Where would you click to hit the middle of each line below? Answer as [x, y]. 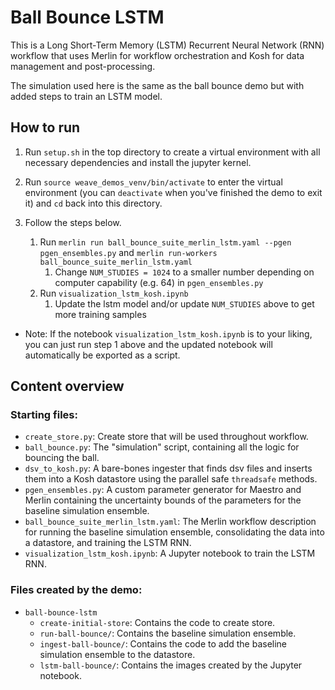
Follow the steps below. [73, 222]
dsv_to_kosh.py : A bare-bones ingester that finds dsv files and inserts [168, 468]
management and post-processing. [83, 66]
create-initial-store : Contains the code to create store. [157, 622]
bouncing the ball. [62, 458]
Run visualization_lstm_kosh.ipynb [114, 293]
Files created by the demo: [76, 590]
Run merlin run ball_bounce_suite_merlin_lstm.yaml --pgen [165, 242]
